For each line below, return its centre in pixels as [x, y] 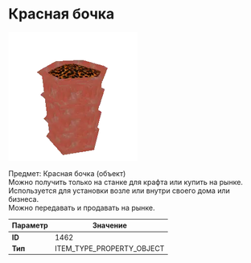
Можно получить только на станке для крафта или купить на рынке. [126, 182]
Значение [109, 225]
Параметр [30, 225]
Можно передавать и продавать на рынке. [82, 208]
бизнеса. [23, 199]
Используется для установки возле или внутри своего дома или [119, 191]
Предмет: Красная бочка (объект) [67, 173]
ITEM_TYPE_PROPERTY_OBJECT [110, 248]
